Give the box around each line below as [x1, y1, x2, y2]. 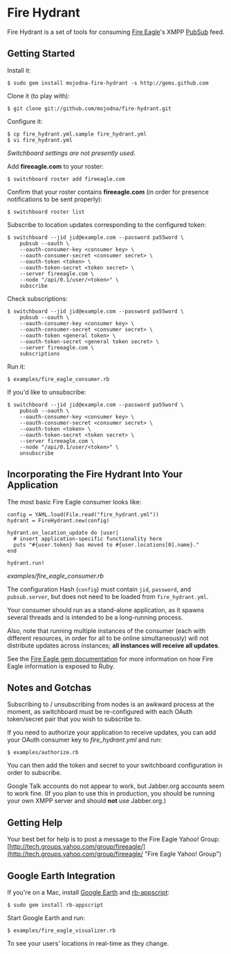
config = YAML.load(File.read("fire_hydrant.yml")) [7, 511, 159, 518]
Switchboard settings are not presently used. [7, 149, 136, 157]
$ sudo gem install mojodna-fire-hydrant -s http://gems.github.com [7, 80, 209, 86]
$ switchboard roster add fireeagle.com [7, 175, 126, 183]
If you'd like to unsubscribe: [7, 387, 86, 396]
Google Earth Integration [7, 870, 115, 881]
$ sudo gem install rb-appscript [7, 901, 104, 908]
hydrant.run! [7, 559, 45, 567]
